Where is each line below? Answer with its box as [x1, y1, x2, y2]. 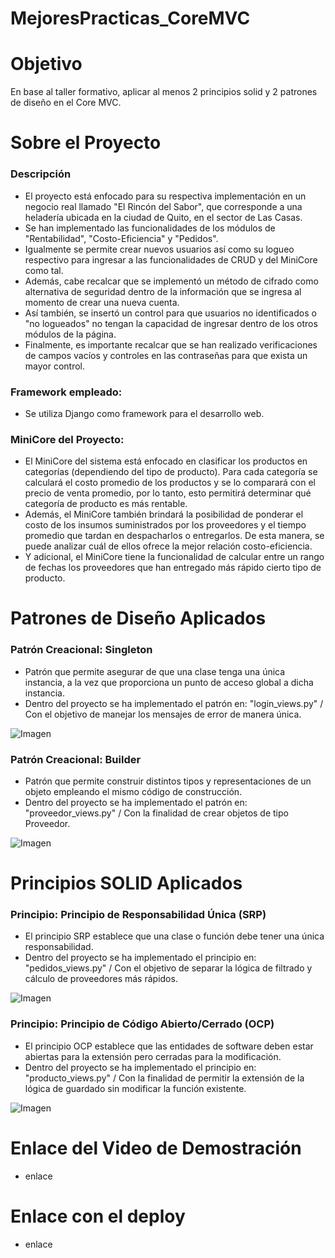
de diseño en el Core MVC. [10, 97, 122, 109]
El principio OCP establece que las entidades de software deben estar [24, 1040, 314, 1052]
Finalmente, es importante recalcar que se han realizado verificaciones [24, 338, 318, 351]
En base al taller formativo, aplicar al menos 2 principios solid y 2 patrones [10, 86, 318, 98]
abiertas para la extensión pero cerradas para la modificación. [24, 1050, 282, 1062]
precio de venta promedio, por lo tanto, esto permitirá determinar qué [24, 487, 312, 499]
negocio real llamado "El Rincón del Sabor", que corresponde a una [24, 200, 303, 212]
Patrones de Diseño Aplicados [10, 607, 267, 630]
